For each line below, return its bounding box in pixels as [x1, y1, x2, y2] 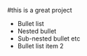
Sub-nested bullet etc [17, 34, 81, 43]
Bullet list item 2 [17, 42, 65, 50]
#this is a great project [7, 6, 72, 14]
